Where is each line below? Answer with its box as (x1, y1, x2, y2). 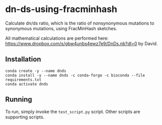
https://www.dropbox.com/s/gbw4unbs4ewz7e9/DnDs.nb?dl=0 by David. (5, 40, 158, 46)
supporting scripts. (5, 114, 45, 120)
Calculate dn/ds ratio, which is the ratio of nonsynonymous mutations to (5, 20, 154, 26)
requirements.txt (5, 77, 42, 82)
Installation (5, 55, 41, 64)
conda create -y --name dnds (5, 68, 66, 73)
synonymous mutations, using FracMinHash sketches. (5, 25, 117, 31)
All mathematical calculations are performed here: (5, 35, 109, 41)
